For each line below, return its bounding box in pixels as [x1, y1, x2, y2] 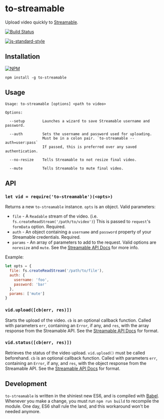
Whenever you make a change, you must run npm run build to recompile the [5, 398, 159, 404]
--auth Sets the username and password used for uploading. [9, 131, 152, 137]
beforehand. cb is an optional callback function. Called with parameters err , [5, 355, 158, 361]
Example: [5, 254, 24, 260]
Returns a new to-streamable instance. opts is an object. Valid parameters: [5, 204, 156, 210]
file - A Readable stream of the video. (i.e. [12, 213, 98, 219]
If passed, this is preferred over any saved [42, 144, 137, 149]
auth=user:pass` [5, 140, 38, 145]
